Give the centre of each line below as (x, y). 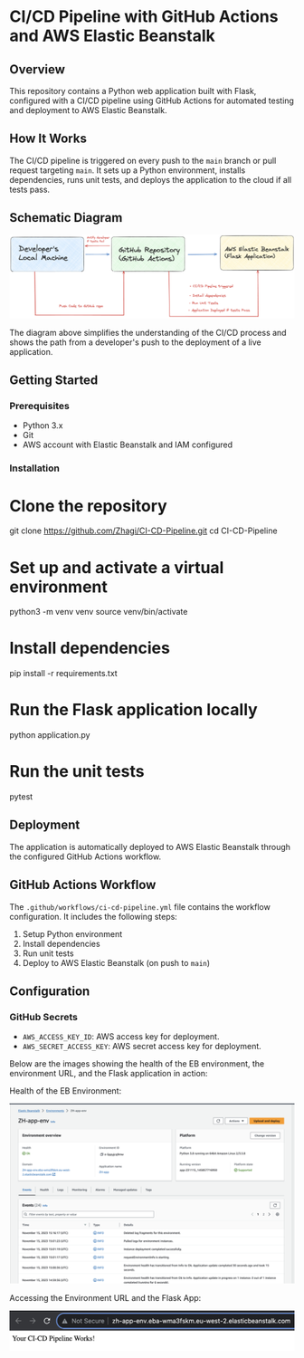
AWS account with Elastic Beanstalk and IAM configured (128, 445)
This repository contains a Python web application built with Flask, (133, 91)
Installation (35, 468)
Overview (38, 69)
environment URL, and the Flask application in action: (109, 1074)
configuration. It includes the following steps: (94, 916)
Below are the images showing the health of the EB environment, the (137, 1064)
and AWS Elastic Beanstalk (112, 36)
